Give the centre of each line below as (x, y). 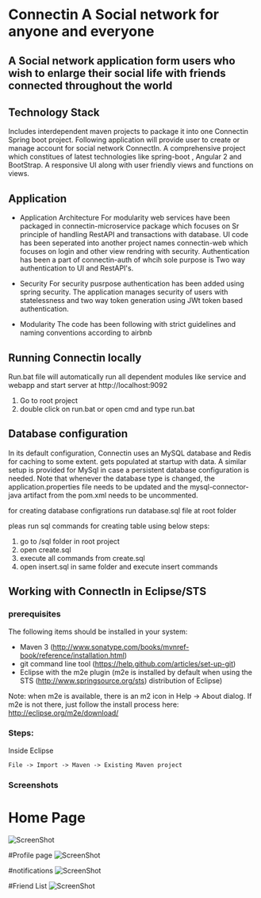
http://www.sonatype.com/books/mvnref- (121, 647)
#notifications (31, 870)
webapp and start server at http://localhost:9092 (88, 386)
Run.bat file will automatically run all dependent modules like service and (127, 377)
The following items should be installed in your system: (98, 631)
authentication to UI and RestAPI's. (77, 268)
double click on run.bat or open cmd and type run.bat (107, 409)
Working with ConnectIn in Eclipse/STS (107, 591)
